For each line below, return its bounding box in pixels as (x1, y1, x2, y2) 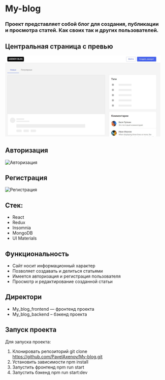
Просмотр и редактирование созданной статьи (12, 279, 113, 285)
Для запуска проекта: (5, 338, 51, 344)
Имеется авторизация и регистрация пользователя (12, 273, 121, 280)
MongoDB (12, 230, 33, 236)
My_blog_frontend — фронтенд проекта (12, 306, 95, 312)
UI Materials (12, 236, 37, 241)
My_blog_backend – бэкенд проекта (12, 311, 87, 317)
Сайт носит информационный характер (12, 263, 96, 269)
